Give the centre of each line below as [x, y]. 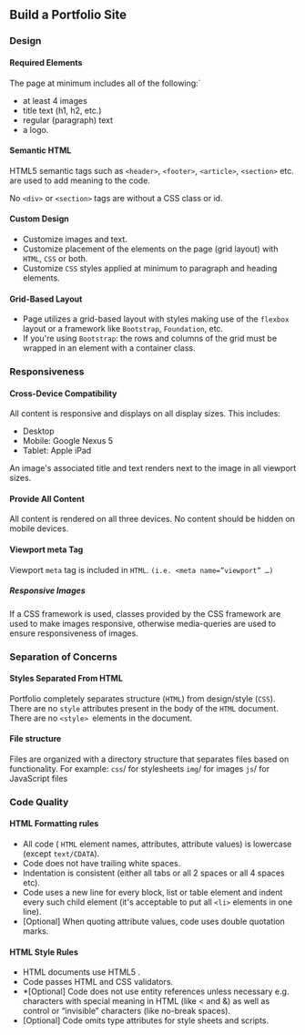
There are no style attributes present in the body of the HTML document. [144, 708]
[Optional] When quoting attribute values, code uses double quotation [153, 922]
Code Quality [39, 802]
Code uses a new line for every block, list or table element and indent [152, 893]
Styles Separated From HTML [66, 679]
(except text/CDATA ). [61, 854]
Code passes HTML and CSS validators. [98, 982]
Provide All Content [47, 498]
